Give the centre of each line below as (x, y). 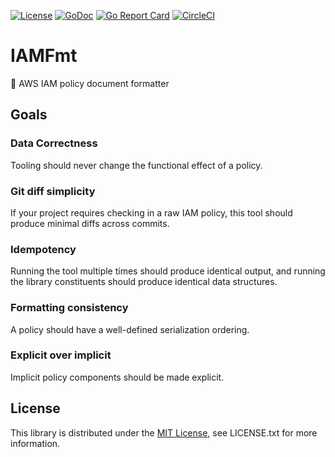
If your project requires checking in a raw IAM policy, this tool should (151, 212)
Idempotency (43, 249)
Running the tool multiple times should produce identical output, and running (168, 271)
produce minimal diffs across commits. (90, 223)
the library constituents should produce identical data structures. (144, 282)
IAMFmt (44, 56)
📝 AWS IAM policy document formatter (90, 83)
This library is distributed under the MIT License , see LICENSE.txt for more (164, 432)
